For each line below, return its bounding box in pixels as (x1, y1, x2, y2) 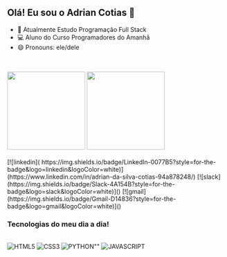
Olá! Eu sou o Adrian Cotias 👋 (7, 7, 135, 19)
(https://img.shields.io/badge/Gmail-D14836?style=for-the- (7, 195, 176, 203)
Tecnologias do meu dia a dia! (7, 219, 109, 229)
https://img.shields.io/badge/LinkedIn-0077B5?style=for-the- (41, 157, 217, 166)
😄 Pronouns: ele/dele (17, 43, 80, 51)
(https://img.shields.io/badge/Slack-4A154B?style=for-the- (7, 179, 175, 188)
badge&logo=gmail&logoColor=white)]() (7, 202, 122, 210)
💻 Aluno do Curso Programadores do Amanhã (17, 33, 150, 42)
